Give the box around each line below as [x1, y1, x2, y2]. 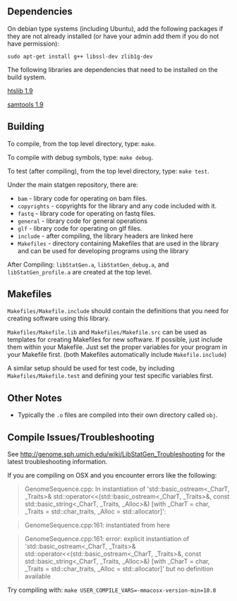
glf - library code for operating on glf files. [17, 224, 142, 232]
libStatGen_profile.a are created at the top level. [7, 267, 152, 276]
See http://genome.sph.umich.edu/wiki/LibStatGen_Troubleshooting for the [7, 450, 226, 459]
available [24, 572, 51, 581]
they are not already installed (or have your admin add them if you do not [7, 32, 219, 40]
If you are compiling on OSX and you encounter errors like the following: [7, 471, 217, 480]
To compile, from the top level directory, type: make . [7, 139, 157, 147]
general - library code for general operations [17, 217, 148, 225]
